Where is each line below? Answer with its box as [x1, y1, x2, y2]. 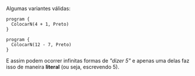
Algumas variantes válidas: [6, 5, 71, 12]
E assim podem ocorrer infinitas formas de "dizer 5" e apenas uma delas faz [6, 57, 190, 64]
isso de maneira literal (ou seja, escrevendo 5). [6, 64, 120, 70]
